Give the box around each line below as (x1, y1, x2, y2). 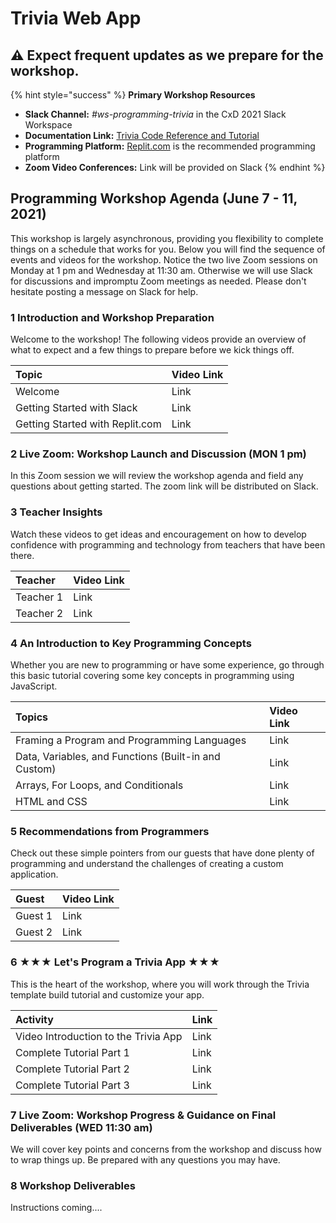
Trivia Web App (10, 7, 142, 30)
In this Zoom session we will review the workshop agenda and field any (10, 470, 304, 482)
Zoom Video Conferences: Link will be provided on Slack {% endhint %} (24, 162, 326, 173)
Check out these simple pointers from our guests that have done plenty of (10, 847, 315, 859)
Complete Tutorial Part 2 (15, 1062, 130, 1076)
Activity (15, 1012, 54, 1026)
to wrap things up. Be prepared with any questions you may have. (10, 1153, 281, 1166)
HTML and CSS (15, 795, 88, 808)
